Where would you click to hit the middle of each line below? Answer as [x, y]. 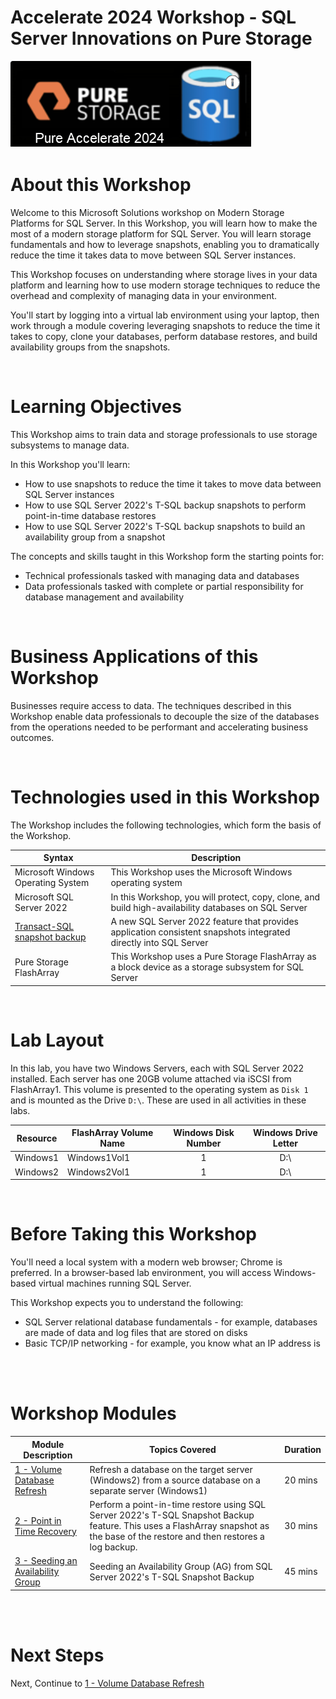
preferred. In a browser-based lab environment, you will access [141, 1273]
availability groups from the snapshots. [90, 347]
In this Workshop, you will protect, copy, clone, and [215, 897]
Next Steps [57, 1655]
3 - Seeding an [46, 1561]
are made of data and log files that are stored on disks [136, 1333]
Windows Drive [285, 1133]
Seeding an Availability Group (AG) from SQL [181, 1566]
